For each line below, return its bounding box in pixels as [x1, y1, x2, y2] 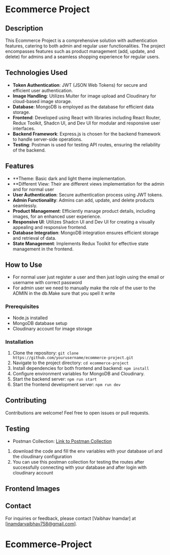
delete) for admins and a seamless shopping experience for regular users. [5, 54, 160, 60]
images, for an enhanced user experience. [12, 213, 101, 219]
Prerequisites [5, 303, 39, 310]
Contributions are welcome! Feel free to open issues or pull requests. [5, 410, 150, 416]
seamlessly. [12, 203, 38, 209]
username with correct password [12, 280, 82, 286]
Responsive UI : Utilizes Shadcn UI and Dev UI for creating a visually [12, 218, 155, 225]
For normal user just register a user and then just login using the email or [12, 274, 165, 280]
